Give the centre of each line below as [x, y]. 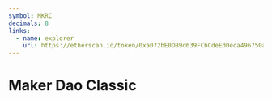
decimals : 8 [28, 23]
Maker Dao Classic [72, 86]
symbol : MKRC [30, 16]
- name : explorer [45, 38]
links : [19, 31]
